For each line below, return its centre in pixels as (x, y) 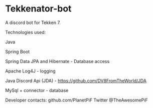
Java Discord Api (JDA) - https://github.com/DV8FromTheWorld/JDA (76, 80)
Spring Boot (18, 51)
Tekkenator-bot (38, 9)
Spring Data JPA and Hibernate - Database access (57, 61)
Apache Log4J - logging (31, 71)
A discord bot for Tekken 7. (33, 22)
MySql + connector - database (37, 90)
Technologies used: (26, 32)
